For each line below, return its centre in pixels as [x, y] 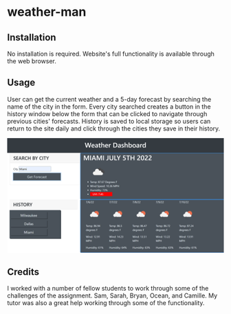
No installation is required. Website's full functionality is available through [111, 54]
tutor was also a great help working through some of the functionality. [106, 303]
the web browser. [32, 61]
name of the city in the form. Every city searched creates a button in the [109, 106]
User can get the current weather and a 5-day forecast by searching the [109, 99]
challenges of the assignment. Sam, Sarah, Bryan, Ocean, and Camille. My [112, 295]
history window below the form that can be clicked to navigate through [107, 113]
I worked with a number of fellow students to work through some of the [108, 289]
